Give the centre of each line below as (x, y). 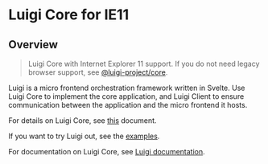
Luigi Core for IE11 (69, 15)
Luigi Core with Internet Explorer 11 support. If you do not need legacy (144, 64)
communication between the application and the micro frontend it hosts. (128, 105)
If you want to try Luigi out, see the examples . (84, 136)
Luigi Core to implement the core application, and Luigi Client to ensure (126, 96)
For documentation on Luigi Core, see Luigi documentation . (107, 152)
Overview (33, 45)
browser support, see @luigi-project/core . (98, 72)
